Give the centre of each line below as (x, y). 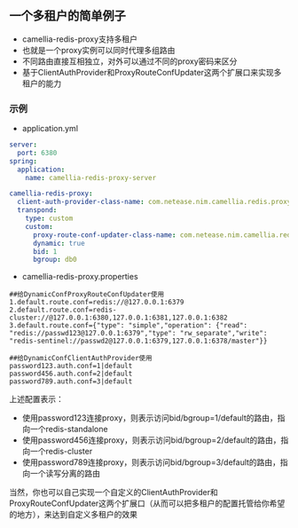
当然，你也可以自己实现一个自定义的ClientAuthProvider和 (114, 493)
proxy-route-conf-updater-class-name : (104, 235)
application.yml (50, 129)
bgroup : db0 (55, 260)
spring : (24, 161)
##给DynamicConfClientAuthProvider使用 (81, 359)
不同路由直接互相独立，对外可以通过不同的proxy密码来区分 (129, 61)
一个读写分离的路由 (65, 474)
